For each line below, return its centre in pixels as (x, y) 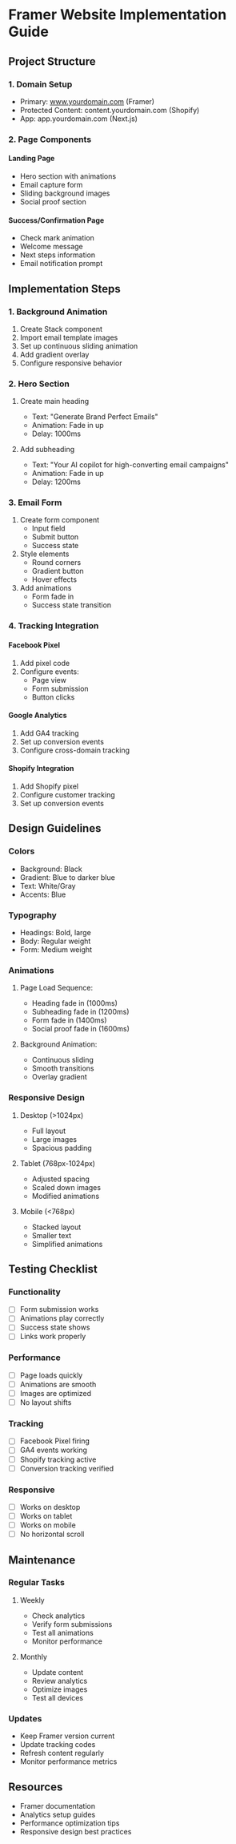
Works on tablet (46, 1515)
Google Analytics (38, 716)
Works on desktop (50, 1507)
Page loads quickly (51, 1375)
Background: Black (51, 869)
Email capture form (51, 185)
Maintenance (42, 1560)
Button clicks (53, 697)
